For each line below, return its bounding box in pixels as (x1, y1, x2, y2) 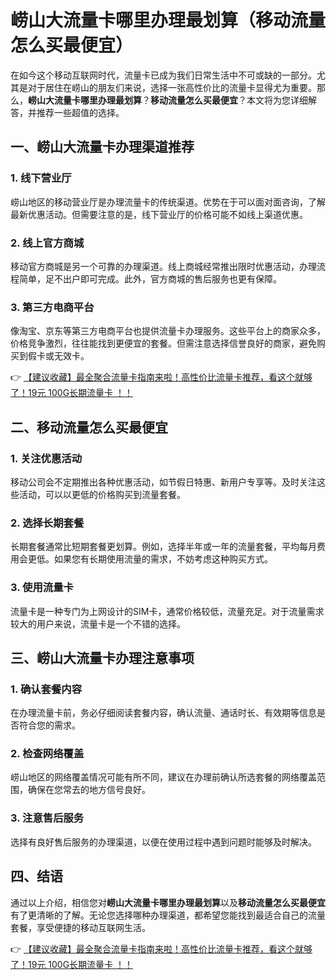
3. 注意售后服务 (10, 811, 85, 825)
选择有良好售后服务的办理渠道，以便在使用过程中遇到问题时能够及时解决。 (10, 836, 317, 848)
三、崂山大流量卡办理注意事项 (10, 649, 195, 666)
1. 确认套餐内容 (10, 682, 83, 696)
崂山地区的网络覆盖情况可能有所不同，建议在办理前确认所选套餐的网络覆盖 (10, 771, 317, 783)
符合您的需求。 (18, 719, 81, 731)
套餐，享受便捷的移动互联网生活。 (10, 921, 151, 933)
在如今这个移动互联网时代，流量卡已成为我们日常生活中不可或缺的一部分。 (10, 69, 317, 81)
